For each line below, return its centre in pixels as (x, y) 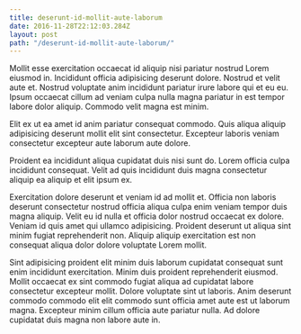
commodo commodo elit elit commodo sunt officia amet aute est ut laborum (150, 301)
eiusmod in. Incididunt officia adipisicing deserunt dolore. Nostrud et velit (145, 78)
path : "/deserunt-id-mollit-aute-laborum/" (92, 43)
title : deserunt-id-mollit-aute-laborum (86, 18)
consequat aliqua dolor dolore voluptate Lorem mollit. (108, 245)
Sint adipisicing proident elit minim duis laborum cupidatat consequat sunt (146, 263)
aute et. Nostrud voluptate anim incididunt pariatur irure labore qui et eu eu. (149, 87)
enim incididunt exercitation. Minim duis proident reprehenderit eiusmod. (144, 272)
